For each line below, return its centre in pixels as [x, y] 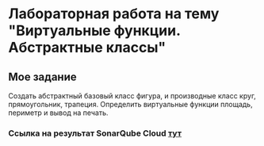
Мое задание [42, 77]
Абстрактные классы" [87, 48]
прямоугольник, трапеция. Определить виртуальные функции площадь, [130, 104]
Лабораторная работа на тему [114, 14]
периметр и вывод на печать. [58, 113]
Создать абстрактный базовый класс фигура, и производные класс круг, [132, 96]
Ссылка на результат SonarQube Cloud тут [95, 133]
